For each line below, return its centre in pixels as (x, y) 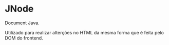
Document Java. (22, 23)
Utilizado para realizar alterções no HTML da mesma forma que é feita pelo (84, 32)
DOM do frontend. (24, 38)
